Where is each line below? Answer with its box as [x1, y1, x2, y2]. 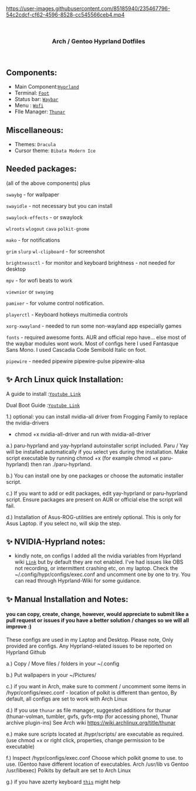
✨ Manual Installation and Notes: [6, 594, 129, 604]
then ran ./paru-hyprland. [31, 460, 92, 467]
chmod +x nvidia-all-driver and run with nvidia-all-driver [14, 430, 151, 437]
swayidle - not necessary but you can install [6, 202, 113, 209]
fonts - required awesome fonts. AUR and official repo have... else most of [6, 334, 187, 341]
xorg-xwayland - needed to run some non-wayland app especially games [6, 322, 182, 329]
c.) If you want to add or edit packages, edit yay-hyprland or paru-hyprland [6, 490, 188, 497]
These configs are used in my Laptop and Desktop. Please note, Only [6, 636, 174, 643]
